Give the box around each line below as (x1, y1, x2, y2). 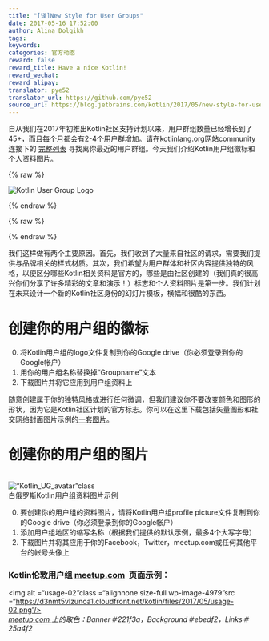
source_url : (8, 101, 48, 109)
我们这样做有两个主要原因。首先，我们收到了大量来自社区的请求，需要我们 (8, 249, 254, 258)
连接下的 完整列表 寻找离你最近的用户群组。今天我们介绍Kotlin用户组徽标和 (8, 144, 255, 154)
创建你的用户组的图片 (8, 446, 150, 464)
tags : (8, 34, 26, 42)
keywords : (8, 42, 42, 50)
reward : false (8, 57, 56, 65)
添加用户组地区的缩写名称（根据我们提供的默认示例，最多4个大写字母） (19, 527, 256, 537)
